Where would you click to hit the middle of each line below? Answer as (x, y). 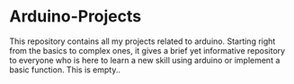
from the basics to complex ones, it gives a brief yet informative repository (147, 50)
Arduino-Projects (76, 17)
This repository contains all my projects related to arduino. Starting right (143, 41)
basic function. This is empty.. (65, 70)
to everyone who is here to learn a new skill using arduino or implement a (145, 60)
